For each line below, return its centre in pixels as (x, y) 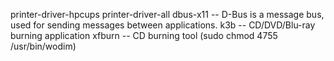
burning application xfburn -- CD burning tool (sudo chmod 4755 (144, 35)
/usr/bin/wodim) (43, 46)
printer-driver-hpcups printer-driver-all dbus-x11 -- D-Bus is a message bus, (167, 14)
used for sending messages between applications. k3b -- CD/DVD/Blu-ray (163, 25)
